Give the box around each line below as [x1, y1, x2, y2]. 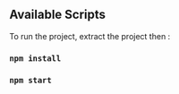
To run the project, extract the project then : [9, 30, 171, 41]
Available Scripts [9, 7, 106, 22]
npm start [9, 75, 52, 85]
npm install [9, 53, 62, 64]
